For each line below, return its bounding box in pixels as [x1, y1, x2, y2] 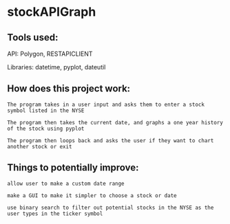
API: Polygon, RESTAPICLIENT [7, 49, 93, 58]
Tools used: [7, 32, 59, 43]
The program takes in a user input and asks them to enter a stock [7, 101, 205, 108]
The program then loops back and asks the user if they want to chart [7, 137, 214, 144]
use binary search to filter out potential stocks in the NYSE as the [7, 204, 214, 211]
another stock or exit [7, 143, 72, 150]
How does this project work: [7, 83, 131, 95]
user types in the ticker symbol [7, 210, 103, 217]
